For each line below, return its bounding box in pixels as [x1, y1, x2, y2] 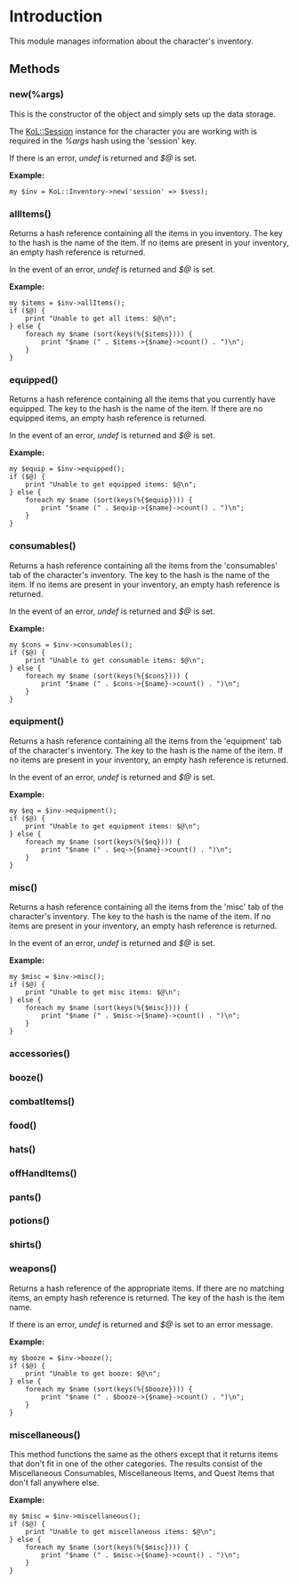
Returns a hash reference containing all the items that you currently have [9, 394, 276, 404]
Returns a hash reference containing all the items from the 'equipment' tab [9, 735, 282, 746]
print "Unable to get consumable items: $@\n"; [25, 656, 205, 665]
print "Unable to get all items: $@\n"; [25, 314, 177, 322]
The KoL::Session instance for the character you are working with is [9, 126, 258, 136]
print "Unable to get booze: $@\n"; [25, 1369, 162, 1378]
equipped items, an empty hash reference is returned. [9, 412, 207, 424]
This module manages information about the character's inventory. [9, 36, 254, 46]
